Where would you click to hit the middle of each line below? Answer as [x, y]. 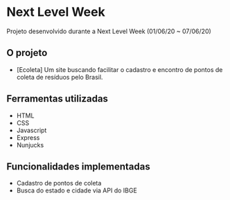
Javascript [32, 130]
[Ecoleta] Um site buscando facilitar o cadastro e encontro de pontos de [120, 69]
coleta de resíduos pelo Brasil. [60, 77]
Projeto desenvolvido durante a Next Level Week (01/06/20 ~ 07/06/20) [109, 31]
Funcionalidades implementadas [78, 166]
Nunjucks [30, 145]
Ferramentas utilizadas [57, 99]
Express [28, 137]
